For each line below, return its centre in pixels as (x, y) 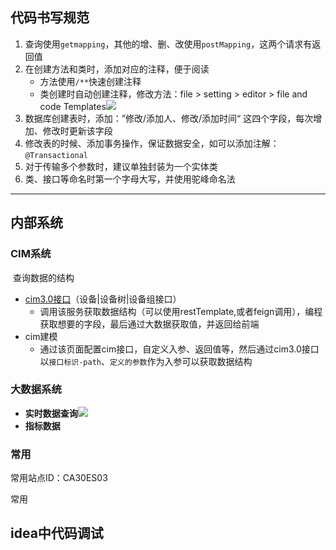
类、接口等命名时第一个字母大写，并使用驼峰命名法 (130, 179)
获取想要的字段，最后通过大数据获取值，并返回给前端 (149, 324)
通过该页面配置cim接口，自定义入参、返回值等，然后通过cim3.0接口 (179, 349)
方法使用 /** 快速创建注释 (90, 81)
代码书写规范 (50, 18)
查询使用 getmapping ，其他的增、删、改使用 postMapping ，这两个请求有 (168, 44)
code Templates (73, 106)
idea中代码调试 (57, 533)
